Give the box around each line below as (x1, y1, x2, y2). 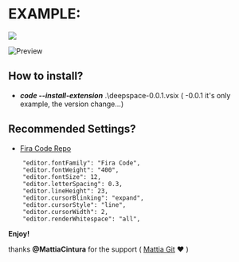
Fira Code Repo (19, 143, 72, 153)
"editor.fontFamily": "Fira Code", (22, 159, 141, 167)
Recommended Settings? (8, 122, 137, 136)
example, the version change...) (19, 99, 124, 109)
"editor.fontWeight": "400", (22, 165, 119, 174)
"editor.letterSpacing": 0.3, (22, 180, 123, 188)
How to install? (8, 69, 84, 83)
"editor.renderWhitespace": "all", (22, 215, 141, 223)
